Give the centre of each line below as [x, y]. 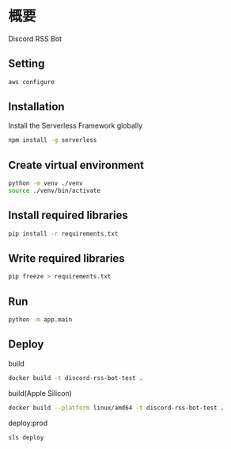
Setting [27, 64]
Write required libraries [66, 258]
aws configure [32, 82]
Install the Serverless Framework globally [76, 126]
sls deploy [26, 437]
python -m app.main [40, 320]
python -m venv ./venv [45, 183]
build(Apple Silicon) [40, 393]
